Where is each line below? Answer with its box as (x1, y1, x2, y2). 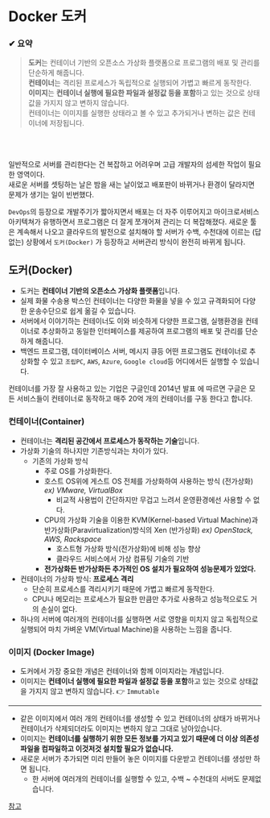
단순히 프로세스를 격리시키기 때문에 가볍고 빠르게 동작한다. (31, 583, 215, 593)
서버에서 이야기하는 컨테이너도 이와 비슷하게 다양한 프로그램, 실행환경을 (19, 316, 243, 326)
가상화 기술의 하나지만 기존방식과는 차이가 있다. (19, 446, 169, 455)
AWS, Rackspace (43, 534, 102, 544)
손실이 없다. (40, 604, 78, 613)
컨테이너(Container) (8, 416, 85, 427)
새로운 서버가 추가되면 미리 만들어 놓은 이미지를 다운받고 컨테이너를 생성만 (19, 754, 252, 763)
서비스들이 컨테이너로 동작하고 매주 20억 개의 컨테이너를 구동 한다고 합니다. (16, 394, 253, 404)
